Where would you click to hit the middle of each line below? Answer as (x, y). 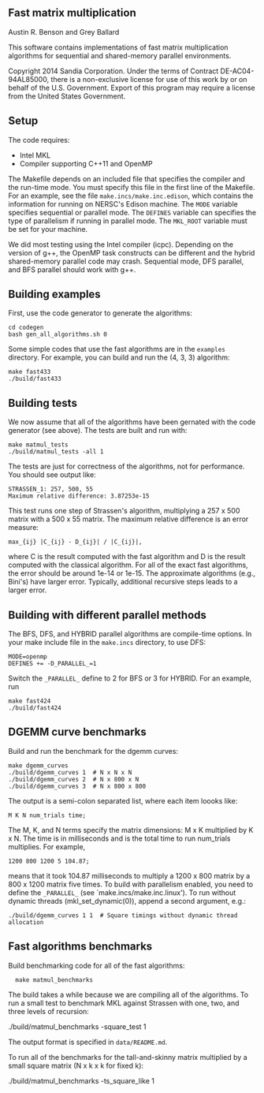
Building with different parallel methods (108, 615)
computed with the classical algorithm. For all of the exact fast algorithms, (128, 565)
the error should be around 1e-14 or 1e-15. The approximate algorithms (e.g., (132, 573)
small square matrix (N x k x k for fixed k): (76, 1065)
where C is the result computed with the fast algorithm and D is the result (127, 557)
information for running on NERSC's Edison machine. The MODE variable (123, 203)
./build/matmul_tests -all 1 (56, 452)
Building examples (54, 295)
